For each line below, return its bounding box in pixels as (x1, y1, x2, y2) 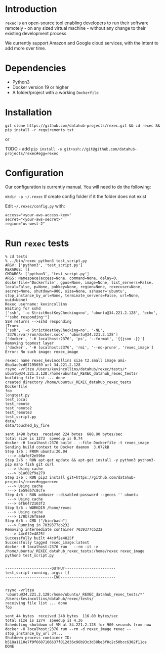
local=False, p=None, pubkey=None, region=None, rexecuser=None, (5, 284, 142, 289)
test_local (5, 397, 28, 402)
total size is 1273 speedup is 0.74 (5, 436, 83, 441)
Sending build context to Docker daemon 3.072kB (5, 445, 110, 450)
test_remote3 (5, 410, 32, 415)
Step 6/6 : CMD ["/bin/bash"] (5, 518, 68, 523)
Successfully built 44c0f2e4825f (5, 536, 74, 541)
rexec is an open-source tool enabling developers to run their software (5, 20, 149, 26)
